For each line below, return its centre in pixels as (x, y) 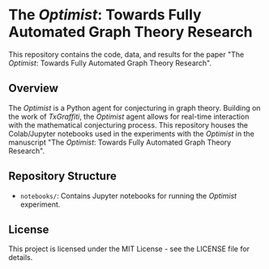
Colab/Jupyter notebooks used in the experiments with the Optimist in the (132, 133)
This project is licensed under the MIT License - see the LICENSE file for (129, 249)
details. (21, 258)
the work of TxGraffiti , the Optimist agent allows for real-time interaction (129, 116)
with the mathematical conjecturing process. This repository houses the (128, 125)
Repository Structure (63, 177)
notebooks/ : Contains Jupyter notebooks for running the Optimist (128, 195)
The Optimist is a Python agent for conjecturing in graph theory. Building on (134, 107)
